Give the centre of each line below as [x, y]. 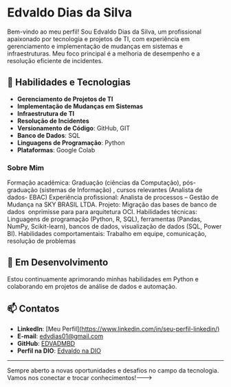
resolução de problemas [42, 241]
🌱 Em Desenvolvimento [58, 262]
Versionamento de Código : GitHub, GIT [74, 128]
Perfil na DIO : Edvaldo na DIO [59, 351]
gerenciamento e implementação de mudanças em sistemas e [95, 46]
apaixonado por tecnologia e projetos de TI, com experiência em [99, 38]
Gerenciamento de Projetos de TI [65, 99]
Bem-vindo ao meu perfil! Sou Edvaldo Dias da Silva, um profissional [104, 32]
